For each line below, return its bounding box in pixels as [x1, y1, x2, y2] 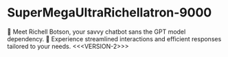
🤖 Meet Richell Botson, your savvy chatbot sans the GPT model [7, 27, 186, 36]
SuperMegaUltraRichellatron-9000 [7, 5, 212, 21]
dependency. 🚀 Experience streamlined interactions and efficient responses [7, 34, 222, 43]
